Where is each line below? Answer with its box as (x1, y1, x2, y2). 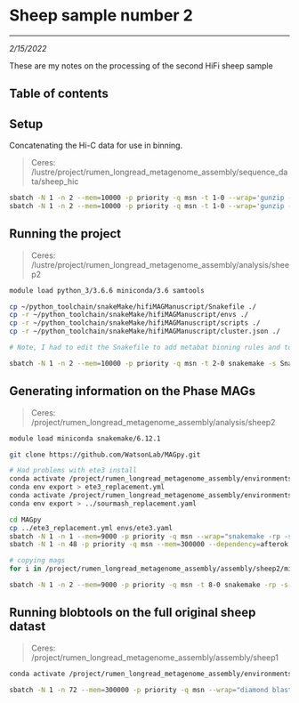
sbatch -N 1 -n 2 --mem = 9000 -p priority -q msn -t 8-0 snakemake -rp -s (9, 580, 289, 590)
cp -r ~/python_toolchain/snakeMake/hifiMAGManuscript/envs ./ (9, 311, 249, 319)
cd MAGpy (9, 515, 42, 524)
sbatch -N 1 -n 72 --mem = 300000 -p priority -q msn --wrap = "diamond (9, 685, 269, 694)
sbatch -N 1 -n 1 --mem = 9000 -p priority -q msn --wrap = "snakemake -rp (9, 531, 280, 541)
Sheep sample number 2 (9, 5, 193, 26)
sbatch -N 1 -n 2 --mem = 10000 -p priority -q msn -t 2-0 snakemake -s (9, 359, 277, 368)
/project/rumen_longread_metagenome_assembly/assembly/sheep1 (30, 651, 279, 663)
